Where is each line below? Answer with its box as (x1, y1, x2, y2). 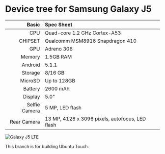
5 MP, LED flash (45, 104, 82, 111)
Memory (20, 53, 40, 60)
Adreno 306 (45, 45, 73, 52)
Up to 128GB (45, 77, 75, 84)
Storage (22, 69, 40, 76)
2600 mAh (45, 85, 70, 92)
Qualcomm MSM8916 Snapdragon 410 (45, 37, 137, 44)
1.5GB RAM (45, 53, 72, 60)
